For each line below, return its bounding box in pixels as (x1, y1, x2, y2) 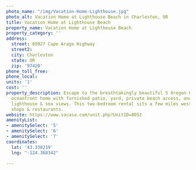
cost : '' (6, 85, 27, 91)
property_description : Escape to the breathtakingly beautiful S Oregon (6, 90, 187, 96)
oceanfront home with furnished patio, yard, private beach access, (11, 95, 181, 101)
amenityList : (6, 117, 38, 123)
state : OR (11, 57, 35, 63)
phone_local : (6, 74, 38, 79)
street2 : (11, 47, 33, 53)
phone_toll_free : (6, 68, 48, 74)
